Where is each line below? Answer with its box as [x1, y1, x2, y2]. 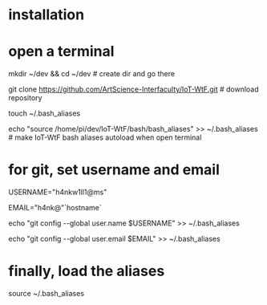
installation [8, 6, 85, 24]
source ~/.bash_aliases [8, 289, 85, 298]
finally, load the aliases [8, 262, 165, 280]
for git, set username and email [8, 161, 220, 179]
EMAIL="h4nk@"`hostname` [8, 203, 102, 213]
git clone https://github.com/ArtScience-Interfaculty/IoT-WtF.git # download [8, 84, 259, 94]
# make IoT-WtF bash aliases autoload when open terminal [8, 132, 202, 142]
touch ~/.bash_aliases [8, 108, 81, 118]
